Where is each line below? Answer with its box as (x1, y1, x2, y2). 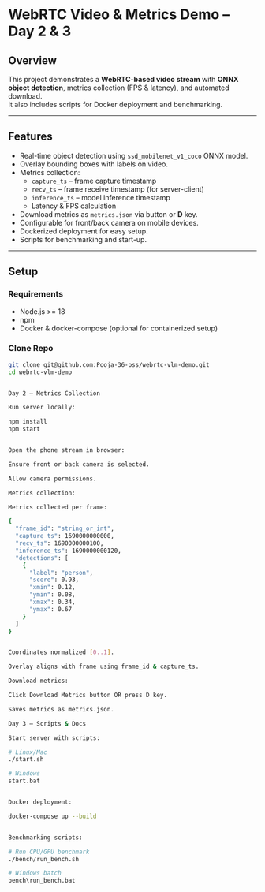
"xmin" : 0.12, (28, 584, 77, 592)
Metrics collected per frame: (8, 503, 108, 511)
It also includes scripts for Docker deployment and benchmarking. (8, 100, 223, 109)
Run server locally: (8, 404, 77, 412)
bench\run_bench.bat (8, 877, 77, 885)
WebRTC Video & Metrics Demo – (8, 6, 230, 24)
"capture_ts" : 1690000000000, (15, 532, 114, 540)
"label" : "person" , (28, 569, 93, 577)
